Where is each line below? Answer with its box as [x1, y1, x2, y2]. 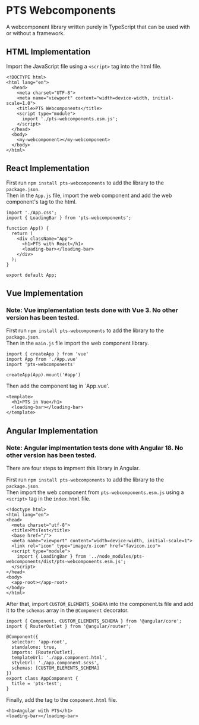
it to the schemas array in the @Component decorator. [6, 607, 129, 614]
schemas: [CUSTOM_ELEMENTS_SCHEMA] [11, 665, 100, 671]
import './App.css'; [6, 210, 58, 215]
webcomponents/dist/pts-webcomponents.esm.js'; [6, 558, 127, 564]
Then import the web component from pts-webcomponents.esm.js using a [6, 489, 184, 496]
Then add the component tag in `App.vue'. [6, 382, 110, 390]
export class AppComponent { [6, 675, 78, 682]
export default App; [6, 272, 58, 278]
